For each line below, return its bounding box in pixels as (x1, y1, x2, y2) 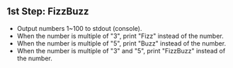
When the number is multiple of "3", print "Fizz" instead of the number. (16, 32, 224, 40)
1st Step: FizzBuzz (6, 6, 89, 18)
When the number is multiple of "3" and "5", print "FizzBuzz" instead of (16, 46, 226, 55)
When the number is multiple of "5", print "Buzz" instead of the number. (16, 39, 227, 48)
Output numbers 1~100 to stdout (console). (16, 24, 142, 32)
